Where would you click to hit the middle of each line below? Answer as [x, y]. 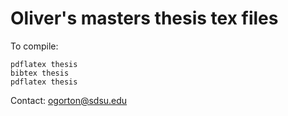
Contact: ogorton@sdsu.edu [69, 100]
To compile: [34, 46]
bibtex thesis [40, 73]
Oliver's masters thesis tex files [144, 18]
